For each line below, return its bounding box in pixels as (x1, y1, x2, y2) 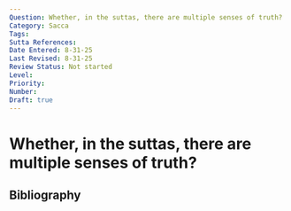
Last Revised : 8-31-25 (9, 54, 93, 63)
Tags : (9, 29, 29, 38)
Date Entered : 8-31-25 (9, 46, 93, 55)
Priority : (9, 79, 46, 88)
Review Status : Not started (9, 63, 113, 72)
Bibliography (9, 187, 81, 202)
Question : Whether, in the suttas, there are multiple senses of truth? (9, 12, 283, 22)
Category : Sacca (9, 21, 69, 30)
